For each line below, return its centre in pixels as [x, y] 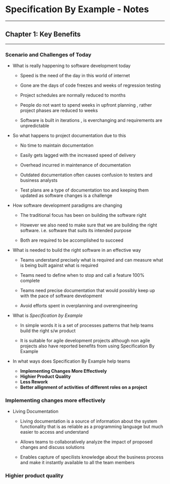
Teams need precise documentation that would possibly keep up [88, 291]
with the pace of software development [61, 296]
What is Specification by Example [48, 315]
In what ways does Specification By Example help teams [71, 361]
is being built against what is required [59, 266]
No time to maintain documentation [57, 145]
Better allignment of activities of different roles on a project [84, 388]
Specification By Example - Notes [77, 9]
